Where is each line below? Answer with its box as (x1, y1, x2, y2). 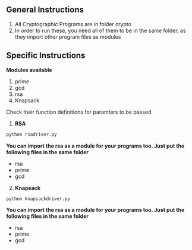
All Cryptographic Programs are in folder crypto (14, 20, 132, 27)
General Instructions (6, 5, 84, 15)
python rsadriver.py (6, 131, 58, 137)
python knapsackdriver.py (6, 196, 70, 202)
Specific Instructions (6, 51, 86, 61)
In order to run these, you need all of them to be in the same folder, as (14, 27, 186, 34)
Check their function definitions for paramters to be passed (6, 108, 152, 115)
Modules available (6, 66, 52, 73)
